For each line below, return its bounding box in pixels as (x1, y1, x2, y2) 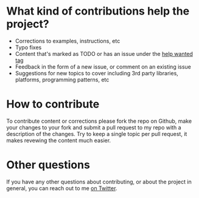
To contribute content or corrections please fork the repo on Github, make (6, 117, 192, 125)
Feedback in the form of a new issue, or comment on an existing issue (15, 63, 192, 70)
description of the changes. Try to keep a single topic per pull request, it (6, 130, 187, 137)
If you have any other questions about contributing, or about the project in (6, 178, 192, 185)
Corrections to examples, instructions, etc (15, 37, 120, 44)
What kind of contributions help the (6, 4, 190, 18)
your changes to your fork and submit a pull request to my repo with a (6, 123, 181, 131)
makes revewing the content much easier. (6, 137, 111, 144)
